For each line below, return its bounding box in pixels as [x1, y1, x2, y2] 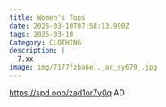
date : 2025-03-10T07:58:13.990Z [9, 21, 129, 30]
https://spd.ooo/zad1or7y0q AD [9, 86, 125, 98]
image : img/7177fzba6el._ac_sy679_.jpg [9, 63, 158, 72]
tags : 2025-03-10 [9, 29, 74, 38]
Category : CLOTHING [9, 37, 82, 47]
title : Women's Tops [9, 12, 87, 22]
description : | [9, 46, 66, 55]
